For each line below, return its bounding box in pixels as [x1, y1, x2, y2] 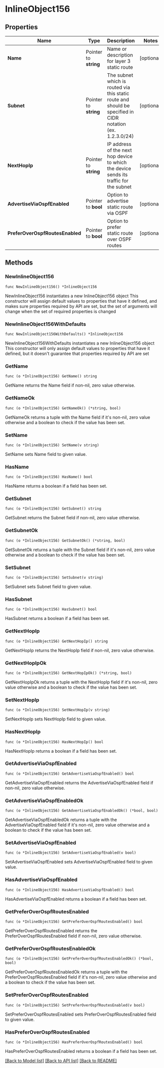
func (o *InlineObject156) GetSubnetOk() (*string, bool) [5, 538, 125, 543]
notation [107, 121, 126, 127]
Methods [5, 259, 33, 267]
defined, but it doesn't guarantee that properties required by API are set [5, 350, 149, 356]
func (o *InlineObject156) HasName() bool [5, 474, 93, 479]
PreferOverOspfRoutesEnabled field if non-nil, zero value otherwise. [5, 933, 142, 939]
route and [107, 96, 129, 103]
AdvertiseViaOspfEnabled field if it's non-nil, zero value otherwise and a [5, 822, 150, 828]
